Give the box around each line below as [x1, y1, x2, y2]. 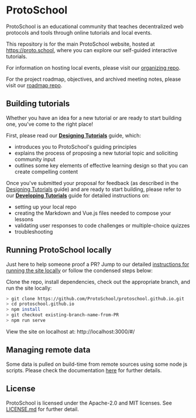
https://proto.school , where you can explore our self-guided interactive [6, 46, 177, 53]
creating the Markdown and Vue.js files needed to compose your [14, 209, 171, 217]
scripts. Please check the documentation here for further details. [6, 366, 162, 374]
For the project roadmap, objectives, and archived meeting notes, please [6, 76, 181, 83]
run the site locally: [6, 285, 52, 292]
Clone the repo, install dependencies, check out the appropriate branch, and [6, 278, 190, 285]
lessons [14, 215, 34, 222]
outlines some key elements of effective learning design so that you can [14, 162, 188, 169]
